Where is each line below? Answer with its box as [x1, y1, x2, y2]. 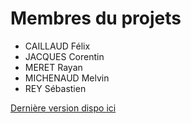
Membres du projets [10, 7, 182, 30]
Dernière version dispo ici [10, 102, 117, 114]
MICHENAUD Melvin [24, 72, 110, 84]
